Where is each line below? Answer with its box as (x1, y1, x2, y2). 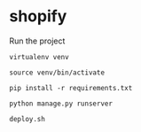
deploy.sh (9, 114, 46, 123)
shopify (9, 6, 67, 27)
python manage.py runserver (9, 99, 114, 108)
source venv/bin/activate (9, 68, 105, 77)
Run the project (9, 35, 66, 46)
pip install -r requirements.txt (9, 83, 133, 92)
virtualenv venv (9, 52, 69, 61)
